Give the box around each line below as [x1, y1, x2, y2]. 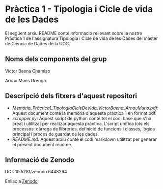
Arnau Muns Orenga [5, 77, 46, 83]
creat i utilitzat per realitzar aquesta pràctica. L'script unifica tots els [12, 121, 150, 126]
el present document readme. [12, 141, 73, 147]
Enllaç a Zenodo [5, 178, 38, 184]
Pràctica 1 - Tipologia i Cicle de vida [5, 3, 153, 15]
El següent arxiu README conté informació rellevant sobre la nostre [5, 30, 142, 36]
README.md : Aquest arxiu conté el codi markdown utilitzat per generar [12, 136, 157, 142]
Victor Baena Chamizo [5, 68, 51, 74]
